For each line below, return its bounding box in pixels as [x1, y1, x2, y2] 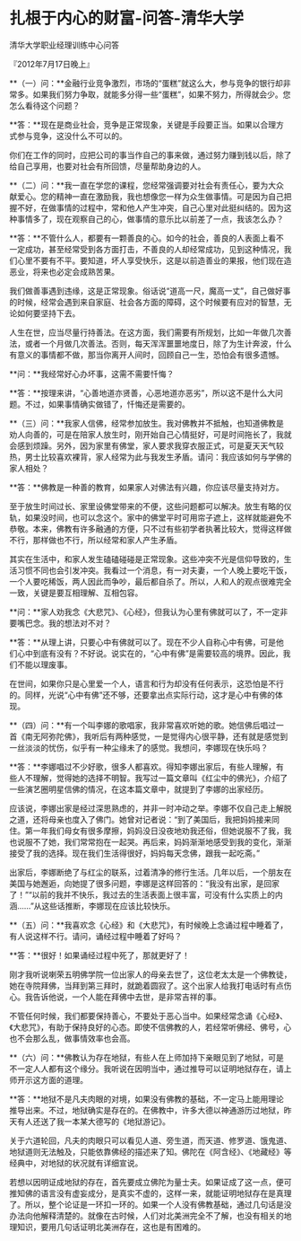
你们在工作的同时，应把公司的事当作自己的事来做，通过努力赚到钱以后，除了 [9, 149, 292, 160]
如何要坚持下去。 [16, 307, 81, 319]
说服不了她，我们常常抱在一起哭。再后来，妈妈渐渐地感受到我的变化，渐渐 [16, 836, 292, 847]
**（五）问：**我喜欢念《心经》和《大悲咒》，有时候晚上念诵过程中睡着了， [9, 920, 288, 930]
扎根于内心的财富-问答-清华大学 [9, 8, 245, 29]
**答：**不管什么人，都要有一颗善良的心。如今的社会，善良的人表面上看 [9, 233, 277, 243]
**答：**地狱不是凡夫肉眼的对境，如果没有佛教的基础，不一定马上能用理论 [9, 1093, 285, 1105]
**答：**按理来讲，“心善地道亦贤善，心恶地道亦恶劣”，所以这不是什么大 [9, 387, 276, 398]
